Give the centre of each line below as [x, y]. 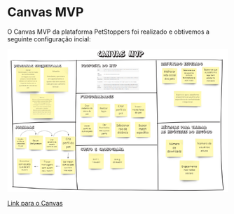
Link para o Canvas [35, 203]
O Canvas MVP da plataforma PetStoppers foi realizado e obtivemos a [109, 32]
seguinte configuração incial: [49, 39]
